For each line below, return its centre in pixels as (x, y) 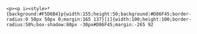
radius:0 (17, 19)
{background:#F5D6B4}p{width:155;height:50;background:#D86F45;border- (99, 14)
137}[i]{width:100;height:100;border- (142, 19)
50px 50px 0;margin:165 (61, 19)
